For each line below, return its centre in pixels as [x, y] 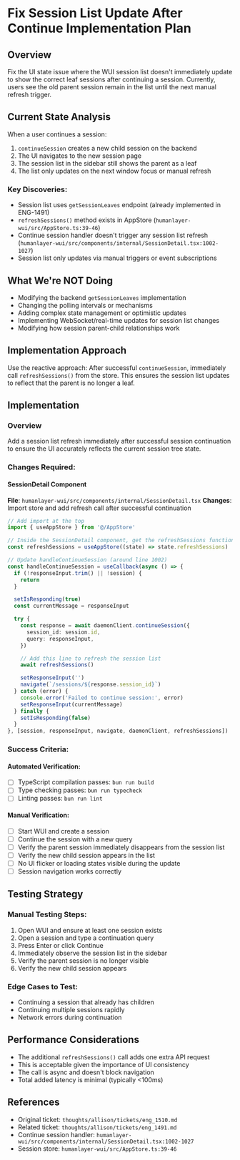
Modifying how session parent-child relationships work [99, 328]
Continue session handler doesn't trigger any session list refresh [113, 235]
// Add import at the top [46, 521]
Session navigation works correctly [69, 871]
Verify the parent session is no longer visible [83, 960]
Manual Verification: [39, 815]
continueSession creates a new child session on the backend [107, 148]
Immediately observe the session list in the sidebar [92, 953]
